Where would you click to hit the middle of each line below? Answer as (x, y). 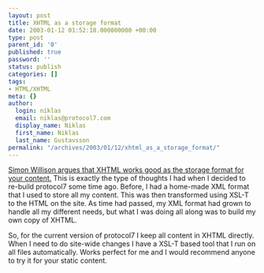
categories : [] (33, 74)
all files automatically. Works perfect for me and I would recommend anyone (132, 252)
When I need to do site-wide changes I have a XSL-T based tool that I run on (132, 244)
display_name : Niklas (51, 125)
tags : (17, 81)
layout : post (30, 15)
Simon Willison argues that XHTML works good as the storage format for (126, 170)
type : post (26, 37)
